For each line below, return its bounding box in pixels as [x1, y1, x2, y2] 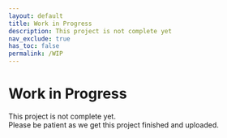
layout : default [8, 11, 63, 20]
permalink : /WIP [8, 50, 63, 58]
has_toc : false [8, 42, 60, 50]
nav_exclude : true [8, 34, 71, 43]
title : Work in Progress [8, 19, 92, 28]
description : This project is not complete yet [8, 27, 173, 35]
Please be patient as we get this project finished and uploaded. [8, 119, 219, 130]
